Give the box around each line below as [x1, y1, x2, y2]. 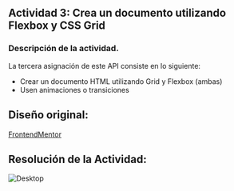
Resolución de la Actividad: [8, 152, 147, 166]
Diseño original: [8, 108, 89, 122]
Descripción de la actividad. [8, 43, 120, 54]
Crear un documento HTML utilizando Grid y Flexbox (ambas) [19, 76, 223, 86]
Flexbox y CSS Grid [8, 19, 106, 33]
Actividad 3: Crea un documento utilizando [8, 6, 226, 20]
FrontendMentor [8, 129, 62, 139]
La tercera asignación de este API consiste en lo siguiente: [8, 61, 201, 70]
